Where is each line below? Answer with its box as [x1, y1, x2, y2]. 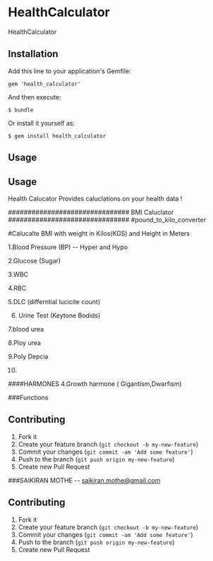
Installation [8, 48, 59, 60]
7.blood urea [8, 325, 44, 333]
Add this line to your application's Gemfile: [8, 66, 131, 75]
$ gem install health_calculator [8, 132, 107, 140]
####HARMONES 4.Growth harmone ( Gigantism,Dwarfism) [8, 379, 182, 388]
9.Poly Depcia [8, 352, 49, 361]
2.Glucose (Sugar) [8, 256, 61, 265]
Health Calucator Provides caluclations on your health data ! [8, 194, 183, 203]
